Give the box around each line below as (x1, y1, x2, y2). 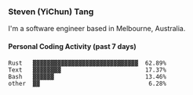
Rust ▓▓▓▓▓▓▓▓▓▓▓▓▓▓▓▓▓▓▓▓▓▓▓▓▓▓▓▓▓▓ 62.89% (8, 59, 167, 67)
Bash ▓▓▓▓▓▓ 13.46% (8, 72, 167, 80)
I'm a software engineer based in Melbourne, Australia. (8, 24, 186, 33)
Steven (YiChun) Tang (8, 6, 94, 17)
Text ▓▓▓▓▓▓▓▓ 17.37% (8, 65, 167, 74)
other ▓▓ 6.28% (8, 79, 167, 87)
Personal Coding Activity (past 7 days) (8, 41, 137, 51)
